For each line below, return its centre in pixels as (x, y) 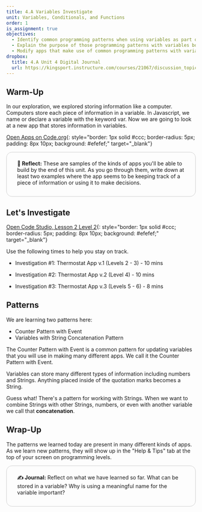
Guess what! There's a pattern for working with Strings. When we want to (97, 398)
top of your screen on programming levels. (59, 457)
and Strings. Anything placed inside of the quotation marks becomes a (93, 380)
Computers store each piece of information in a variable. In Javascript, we (98, 113)
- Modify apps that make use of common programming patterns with (96, 51)
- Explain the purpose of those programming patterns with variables (100, 46)
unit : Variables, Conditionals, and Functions (66, 17)
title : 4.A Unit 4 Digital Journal (56, 62)
